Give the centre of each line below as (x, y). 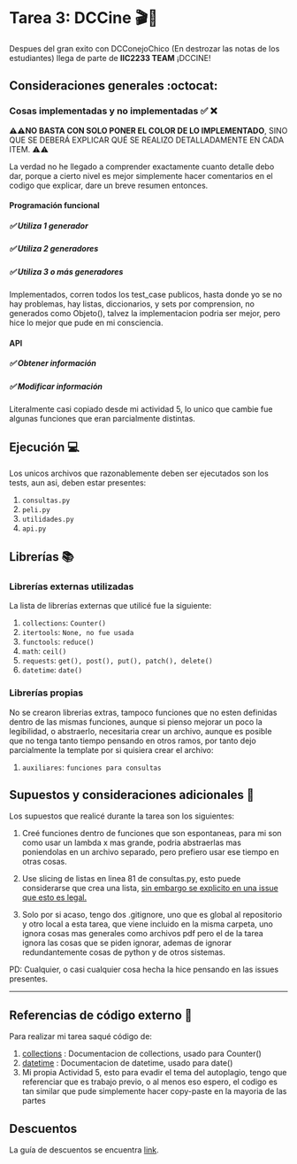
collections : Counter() (64, 623)
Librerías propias (46, 693)
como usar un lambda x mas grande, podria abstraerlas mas (131, 842)
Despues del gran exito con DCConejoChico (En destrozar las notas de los (145, 48)
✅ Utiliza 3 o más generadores (66, 271)
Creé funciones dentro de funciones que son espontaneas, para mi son (152, 834)
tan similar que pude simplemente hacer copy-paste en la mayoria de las (154, 1091)
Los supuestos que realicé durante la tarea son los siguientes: (122, 816)
